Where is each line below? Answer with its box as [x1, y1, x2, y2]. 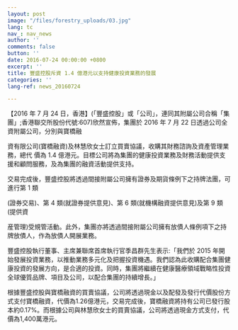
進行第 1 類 [7, 183, 39, 192]
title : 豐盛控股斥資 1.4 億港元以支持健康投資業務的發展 [7, 69, 157, 76]
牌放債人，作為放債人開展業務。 [7, 232, 101, 240]
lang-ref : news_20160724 [7, 83, 81, 90]
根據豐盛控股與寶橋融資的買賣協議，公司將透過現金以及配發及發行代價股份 [7, 288, 225, 297]
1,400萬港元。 [19, 314, 62, 323]
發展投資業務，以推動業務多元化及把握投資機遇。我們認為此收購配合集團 [13, 256, 225, 264]
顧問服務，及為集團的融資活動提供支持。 [19, 160, 138, 169]
